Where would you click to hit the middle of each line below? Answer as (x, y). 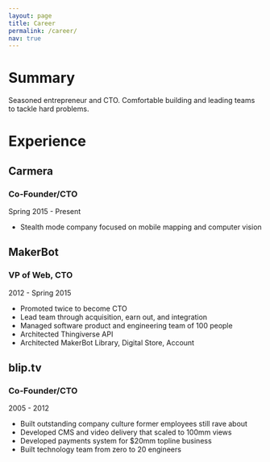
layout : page (30, 16)
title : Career (32, 23)
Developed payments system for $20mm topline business (116, 441)
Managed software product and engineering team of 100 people (126, 325)
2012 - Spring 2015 (40, 293)
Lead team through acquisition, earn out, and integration (114, 317)
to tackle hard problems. (49, 109)
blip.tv (25, 368)
